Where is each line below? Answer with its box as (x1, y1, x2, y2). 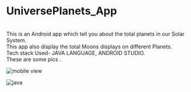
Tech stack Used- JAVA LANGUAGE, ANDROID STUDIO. (6, 49, 146, 56)
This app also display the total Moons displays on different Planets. (6, 43, 173, 50)
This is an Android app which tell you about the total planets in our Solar (6, 30, 185, 37)
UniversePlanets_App (6, 4, 117, 18)
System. (6, 36, 27, 44)
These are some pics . (6, 56, 61, 63)
